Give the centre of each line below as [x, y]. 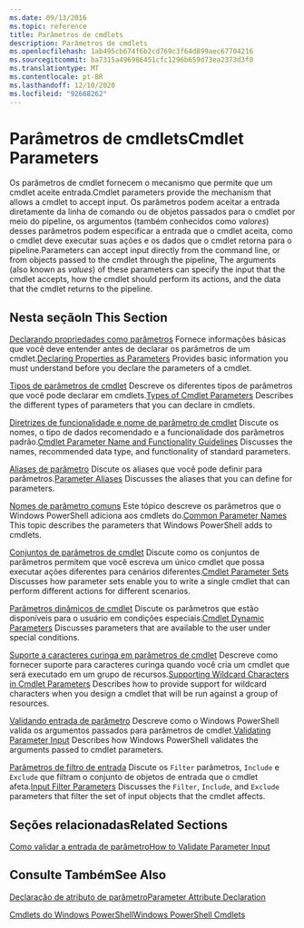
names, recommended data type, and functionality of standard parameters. [150, 452]
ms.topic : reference [49, 26]
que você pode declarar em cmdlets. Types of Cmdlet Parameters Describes [152, 396]
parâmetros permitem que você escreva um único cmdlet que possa [137, 562]
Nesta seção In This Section [88, 317]
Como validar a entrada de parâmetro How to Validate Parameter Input [140, 847]
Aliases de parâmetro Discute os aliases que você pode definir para [136, 469]
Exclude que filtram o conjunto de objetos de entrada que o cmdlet [134, 777]
